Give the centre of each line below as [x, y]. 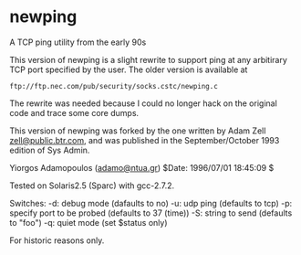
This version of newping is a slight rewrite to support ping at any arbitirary [148, 59]
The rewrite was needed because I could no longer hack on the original [144, 103]
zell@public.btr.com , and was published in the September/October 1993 [145, 140]
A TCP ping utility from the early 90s [78, 42]
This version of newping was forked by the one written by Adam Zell [138, 131]
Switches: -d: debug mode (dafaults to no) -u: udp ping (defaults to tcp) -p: [151, 203]
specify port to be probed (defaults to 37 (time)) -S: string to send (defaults [151, 213]
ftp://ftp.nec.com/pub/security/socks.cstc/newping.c [114, 86]
